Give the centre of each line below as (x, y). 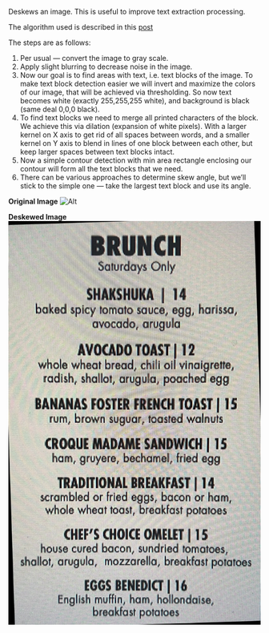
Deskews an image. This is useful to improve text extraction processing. (127, 12)
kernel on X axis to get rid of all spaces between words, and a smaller (134, 135)
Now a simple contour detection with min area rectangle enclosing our (136, 160)
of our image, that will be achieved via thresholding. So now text (126, 92)
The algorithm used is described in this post (81, 27)
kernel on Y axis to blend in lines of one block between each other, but (136, 143)
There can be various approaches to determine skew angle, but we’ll (133, 177)
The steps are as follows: (50, 42)
